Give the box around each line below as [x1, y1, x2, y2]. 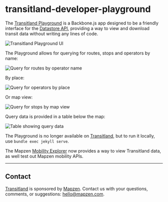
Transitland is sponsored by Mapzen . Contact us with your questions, [5, 185, 148, 191]
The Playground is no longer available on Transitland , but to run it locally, [5, 132, 155, 138]
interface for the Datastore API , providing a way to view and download [5, 25, 150, 31]
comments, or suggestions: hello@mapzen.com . [5, 191, 105, 197]
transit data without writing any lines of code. [5, 30, 98, 36]
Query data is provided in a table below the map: [5, 113, 105, 119]
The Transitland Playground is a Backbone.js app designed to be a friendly [5, 20, 159, 26]
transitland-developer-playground [5, 3, 151, 15]
